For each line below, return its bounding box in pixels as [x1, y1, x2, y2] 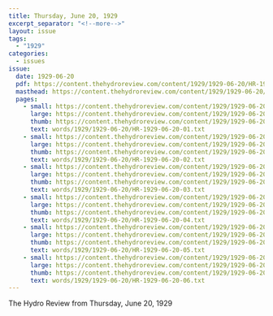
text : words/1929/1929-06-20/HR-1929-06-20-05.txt [29, 246, 206, 254]
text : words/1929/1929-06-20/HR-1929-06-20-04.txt [29, 216, 206, 224]
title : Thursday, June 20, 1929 [8, 11, 118, 20]
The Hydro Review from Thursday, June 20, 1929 [8, 298, 173, 309]
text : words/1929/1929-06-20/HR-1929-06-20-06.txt [29, 276, 206, 284]
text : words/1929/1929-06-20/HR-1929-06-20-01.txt [29, 125, 206, 133]
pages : [15, 95, 38, 103]
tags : [8, 34, 27, 43]
